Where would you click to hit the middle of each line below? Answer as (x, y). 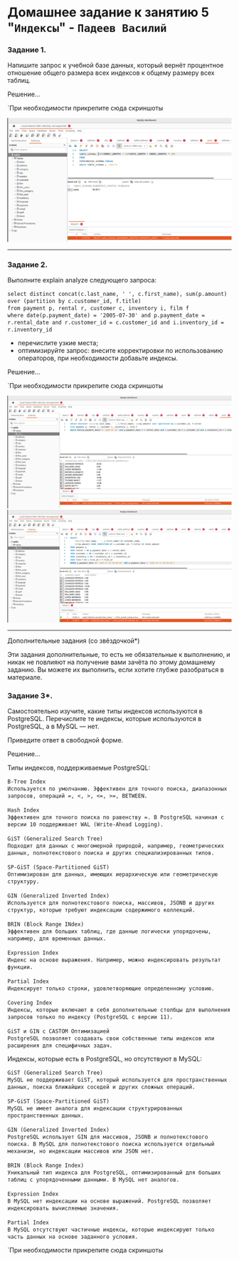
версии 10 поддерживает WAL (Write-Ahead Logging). (85, 824)
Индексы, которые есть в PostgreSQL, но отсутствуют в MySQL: (105, 1059)
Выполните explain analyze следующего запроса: (82, 280)
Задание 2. (28, 265)
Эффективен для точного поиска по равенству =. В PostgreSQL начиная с (116, 817)
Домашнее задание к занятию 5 (108, 12)
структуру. (23, 882)
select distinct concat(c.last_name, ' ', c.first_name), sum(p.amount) (117, 294)
